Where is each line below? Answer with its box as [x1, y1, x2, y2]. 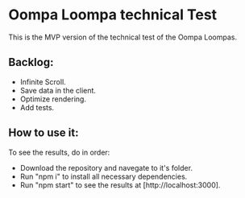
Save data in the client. [19, 85, 97, 95]
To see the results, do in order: [8, 147, 110, 157]
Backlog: [8, 56, 54, 69]
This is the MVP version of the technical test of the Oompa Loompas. [8, 32, 238, 42]
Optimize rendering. [19, 94, 87, 104]
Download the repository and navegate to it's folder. [19, 163, 193, 172]
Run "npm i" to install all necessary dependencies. [19, 171, 188, 181]
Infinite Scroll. [19, 76, 66, 86]
